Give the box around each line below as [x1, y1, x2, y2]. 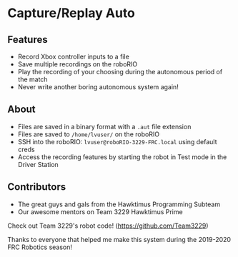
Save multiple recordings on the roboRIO [17, 60, 138, 69]
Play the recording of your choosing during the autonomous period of [17, 68, 223, 76]
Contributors [7, 181, 66, 193]
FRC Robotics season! [7, 243, 73, 251]
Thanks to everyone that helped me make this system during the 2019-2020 [7, 235, 231, 243]
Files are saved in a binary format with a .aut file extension [17, 122, 192, 131]
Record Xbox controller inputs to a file [17, 52, 130, 61]
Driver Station [17, 160, 59, 168]
